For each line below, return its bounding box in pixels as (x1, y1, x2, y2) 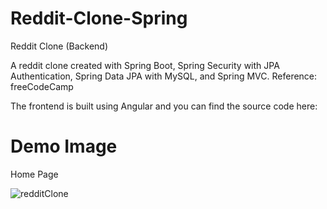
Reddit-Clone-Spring (10, 7, 188, 30)
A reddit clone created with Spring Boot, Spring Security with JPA (10, 59, 280, 71)
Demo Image (10, 135, 118, 158)
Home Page (10, 168, 59, 180)
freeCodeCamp (10, 80, 74, 92)
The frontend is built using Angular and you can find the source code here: (10, 100, 318, 112)
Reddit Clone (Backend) (10, 40, 109, 52)
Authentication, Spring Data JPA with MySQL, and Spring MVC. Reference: (10, 70, 318, 82)
